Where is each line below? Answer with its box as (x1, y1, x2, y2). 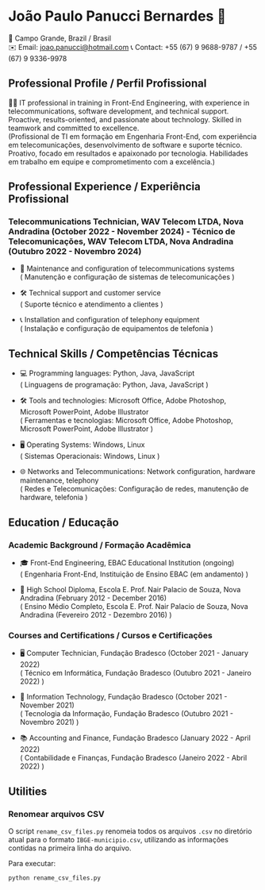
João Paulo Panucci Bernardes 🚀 (8, 7, 227, 25)
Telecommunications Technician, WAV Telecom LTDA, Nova (8, 216, 244, 227)
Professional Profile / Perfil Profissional (8, 77, 207, 91)
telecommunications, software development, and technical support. (8, 106, 229, 116)
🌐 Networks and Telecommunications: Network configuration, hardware (19, 467, 255, 476)
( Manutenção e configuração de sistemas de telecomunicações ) (19, 272, 236, 282)
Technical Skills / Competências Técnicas (8, 347, 219, 360)
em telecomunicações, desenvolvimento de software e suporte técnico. (8, 140, 243, 149)
